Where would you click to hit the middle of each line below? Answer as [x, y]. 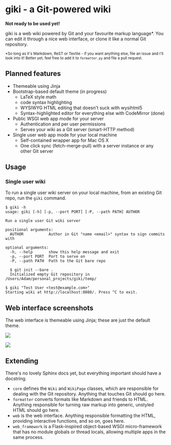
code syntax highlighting [46, 102]
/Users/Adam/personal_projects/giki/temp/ [51, 279]
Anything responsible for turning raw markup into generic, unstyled [83, 405]
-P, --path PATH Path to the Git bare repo [58, 261]
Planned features [33, 74]
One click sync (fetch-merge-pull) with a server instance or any [87, 145]
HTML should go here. [36, 410]
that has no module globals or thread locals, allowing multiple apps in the [89, 432]
